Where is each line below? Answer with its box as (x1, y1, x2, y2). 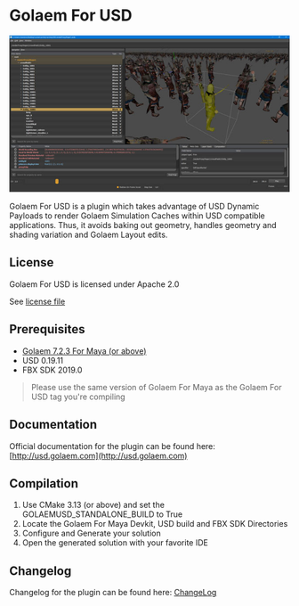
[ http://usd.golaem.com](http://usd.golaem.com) (9, 450, 188, 461)
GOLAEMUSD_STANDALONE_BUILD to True (21, 509, 183, 520)
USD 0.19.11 (21, 355, 64, 365)
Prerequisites (9, 322, 85, 337)
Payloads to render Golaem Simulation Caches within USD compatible (9, 210, 265, 221)
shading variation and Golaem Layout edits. (9, 229, 168, 241)
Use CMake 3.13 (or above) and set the (21, 500, 165, 511)
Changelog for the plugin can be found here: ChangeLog (9, 587, 217, 598)
